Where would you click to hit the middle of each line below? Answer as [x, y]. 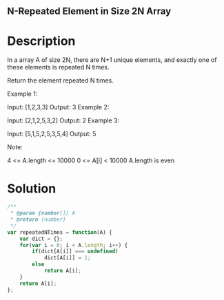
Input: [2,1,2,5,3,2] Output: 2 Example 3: [63, 120]
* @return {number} [38, 219]
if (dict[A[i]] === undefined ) [75, 251]
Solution [32, 188]
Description [41, 41]
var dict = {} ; [41, 239]
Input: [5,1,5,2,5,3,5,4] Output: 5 [52, 134]
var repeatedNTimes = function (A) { [60, 232]
